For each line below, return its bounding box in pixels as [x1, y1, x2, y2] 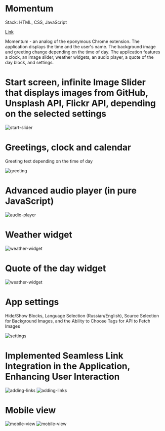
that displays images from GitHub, [5, 87, 148, 99]
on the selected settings [5, 108, 107, 119]
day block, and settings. [5, 59, 54, 65]
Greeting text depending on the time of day [5, 158, 93, 164]
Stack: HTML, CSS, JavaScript [5, 19, 67, 25]
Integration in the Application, [5, 360, 130, 372]
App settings [5, 296, 59, 308]
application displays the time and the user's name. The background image [5, 43, 156, 49]
